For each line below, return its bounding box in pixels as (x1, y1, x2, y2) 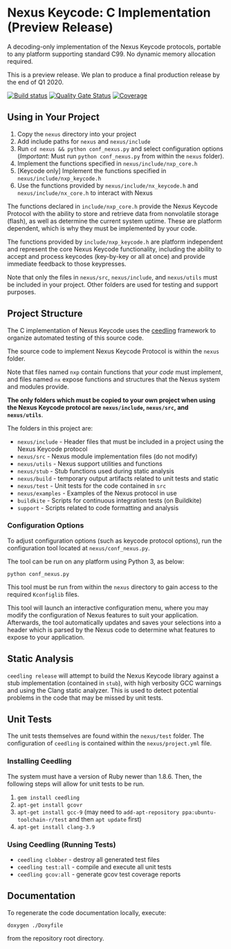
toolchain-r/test (17, 816, 68, 823)
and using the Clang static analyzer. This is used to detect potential (7, 686, 198, 694)
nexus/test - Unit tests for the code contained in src (17, 481, 167, 489)
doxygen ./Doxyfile (7, 922, 64, 929)
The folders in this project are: (7, 424, 93, 432)
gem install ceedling (17, 794, 80, 801)
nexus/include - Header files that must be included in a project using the (17, 437, 224, 446)
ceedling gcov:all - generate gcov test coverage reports (17, 870, 181, 878)
